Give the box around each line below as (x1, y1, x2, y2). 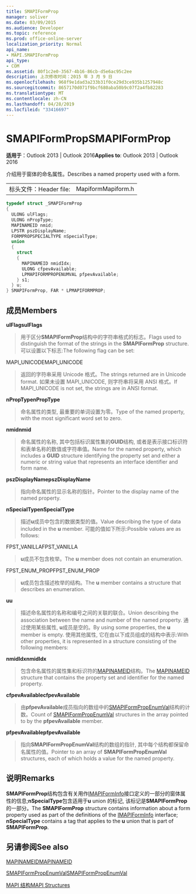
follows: (20, 532, 40, 539)
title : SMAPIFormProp (6, 8, 59, 15)
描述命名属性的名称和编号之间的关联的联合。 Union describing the (20, 609, 179, 616)
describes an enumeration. (20, 586, 85, 592)
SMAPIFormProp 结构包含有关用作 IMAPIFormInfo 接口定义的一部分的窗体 (6, 790, 181, 797)
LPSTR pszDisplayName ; (11, 228, 67, 234)
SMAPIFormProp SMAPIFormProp (6, 132, 171, 145)
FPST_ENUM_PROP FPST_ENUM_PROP (6, 567, 100, 574)
